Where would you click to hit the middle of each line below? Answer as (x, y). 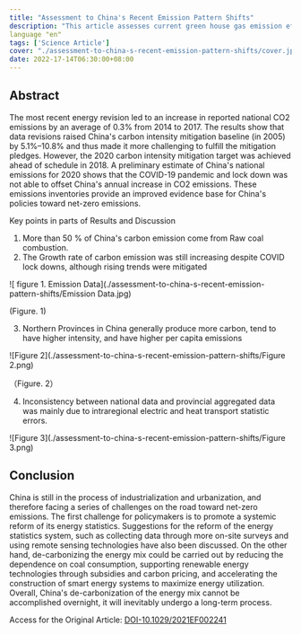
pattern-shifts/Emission (52, 294)
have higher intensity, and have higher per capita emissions (132, 338)
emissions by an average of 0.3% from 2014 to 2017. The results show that (147, 127)
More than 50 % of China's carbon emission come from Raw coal (143, 238)
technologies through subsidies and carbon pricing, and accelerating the (143, 573)
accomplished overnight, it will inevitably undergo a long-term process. (141, 602)
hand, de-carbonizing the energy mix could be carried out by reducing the (146, 554)
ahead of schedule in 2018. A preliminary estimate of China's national (137, 165)
